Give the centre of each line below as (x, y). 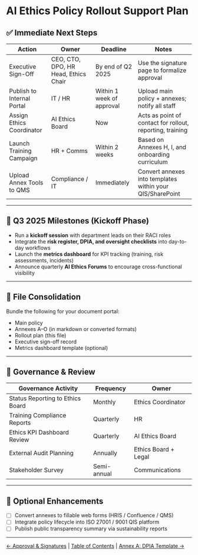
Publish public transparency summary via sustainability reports (91, 529)
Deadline (114, 49)
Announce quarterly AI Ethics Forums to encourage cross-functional (98, 267)
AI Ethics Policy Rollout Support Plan (97, 11)
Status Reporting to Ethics (45, 398)
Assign (19, 115)
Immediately (112, 183)
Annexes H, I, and (162, 147)
